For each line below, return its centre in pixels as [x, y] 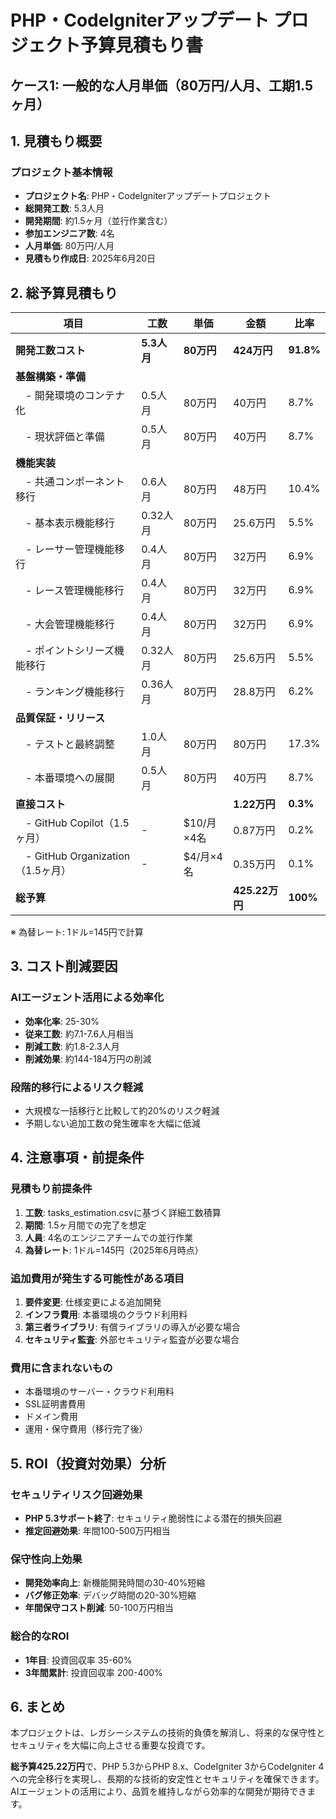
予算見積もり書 [142, 45]
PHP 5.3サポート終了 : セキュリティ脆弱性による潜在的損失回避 [153, 1518]
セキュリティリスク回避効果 [76, 1494]
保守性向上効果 [46, 1559]
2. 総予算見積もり [64, 292]
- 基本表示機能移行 [70, 523]
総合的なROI [40, 1636]
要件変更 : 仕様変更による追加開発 [93, 1302]
